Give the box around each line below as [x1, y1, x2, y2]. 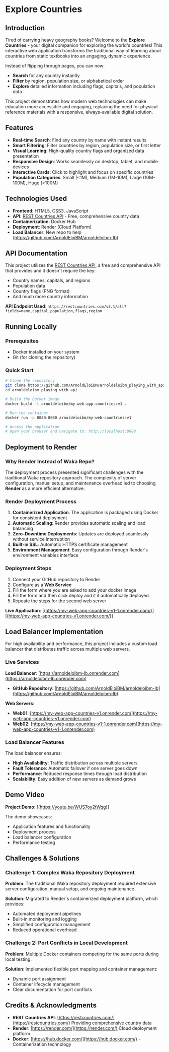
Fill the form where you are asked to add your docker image [12, 587, 137, 593]
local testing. [5, 956, 32, 962]
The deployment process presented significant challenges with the [5, 469, 144, 475]
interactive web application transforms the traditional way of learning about [5, 48, 161, 53]
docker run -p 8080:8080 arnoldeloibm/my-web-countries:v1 [5, 415, 132, 420]
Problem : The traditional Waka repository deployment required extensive [5, 880, 156, 887]
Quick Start [5, 367, 34, 374]
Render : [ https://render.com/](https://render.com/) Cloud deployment [12, 1025, 157, 1031]
